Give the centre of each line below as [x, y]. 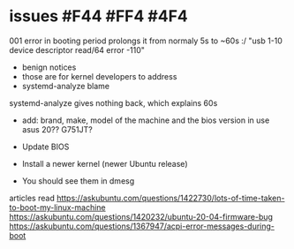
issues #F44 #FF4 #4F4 [98, 16]
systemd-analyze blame [66, 86]
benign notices [49, 67]
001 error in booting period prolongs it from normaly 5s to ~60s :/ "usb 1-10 [146, 41]
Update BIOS [45, 147]
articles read [32, 198]
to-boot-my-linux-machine [57, 207]
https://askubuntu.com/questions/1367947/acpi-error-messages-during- [142, 226]
